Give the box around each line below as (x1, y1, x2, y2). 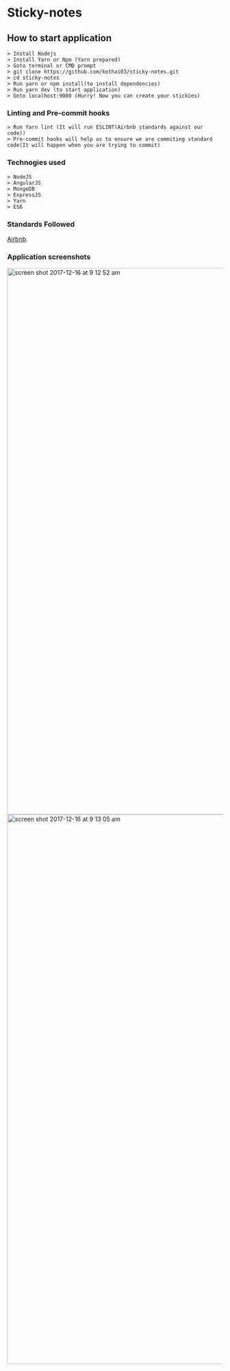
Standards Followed (7, 219, 75, 229)
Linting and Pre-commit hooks (7, 108, 110, 117)
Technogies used (7, 158, 66, 168)
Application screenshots (7, 252, 91, 262)
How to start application (7, 32, 112, 44)
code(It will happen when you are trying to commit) (7, 142, 161, 149)
